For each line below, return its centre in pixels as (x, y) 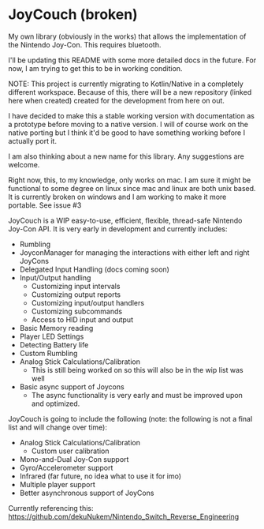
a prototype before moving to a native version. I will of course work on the (128, 124)
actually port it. (33, 141)
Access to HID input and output (82, 319)
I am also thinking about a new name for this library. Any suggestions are (126, 156)
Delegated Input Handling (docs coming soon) (94, 269)
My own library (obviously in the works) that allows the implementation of (127, 36)
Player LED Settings (52, 336)
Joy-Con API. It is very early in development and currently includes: (118, 229)
